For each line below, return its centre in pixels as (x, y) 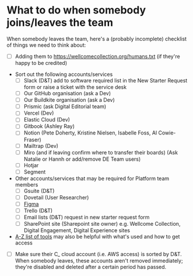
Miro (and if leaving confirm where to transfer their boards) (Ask (101, 152)
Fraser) (32, 139)
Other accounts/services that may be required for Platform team (92, 178)
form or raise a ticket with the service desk (75, 87)
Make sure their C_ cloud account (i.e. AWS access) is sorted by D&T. (99, 254)
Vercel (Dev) (39, 113)
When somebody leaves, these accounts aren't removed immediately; (99, 261)
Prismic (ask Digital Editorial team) (65, 106)
